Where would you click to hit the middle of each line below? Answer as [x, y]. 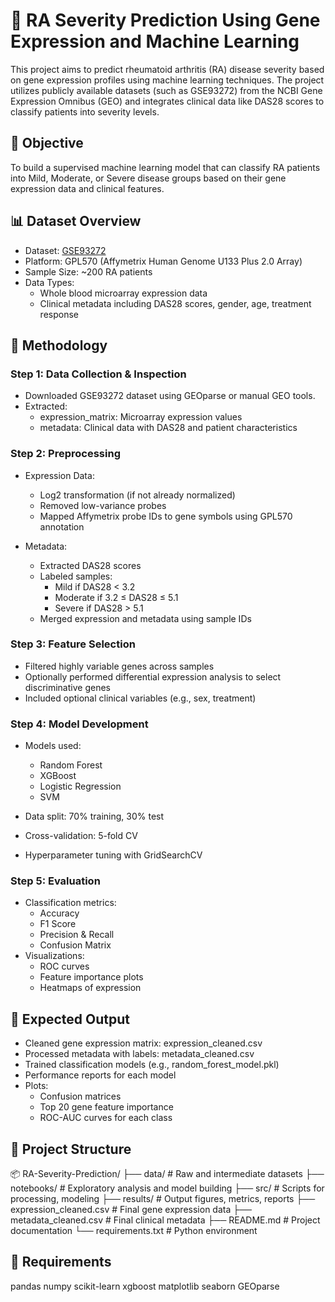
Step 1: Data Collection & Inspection [98, 374]
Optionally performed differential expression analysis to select [153, 676]
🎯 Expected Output [70, 1019]
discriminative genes [67, 687]
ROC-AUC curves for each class [106, 1118]
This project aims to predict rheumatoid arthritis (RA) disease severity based [167, 69]
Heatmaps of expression [90, 988]
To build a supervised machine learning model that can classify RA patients [165, 167]
